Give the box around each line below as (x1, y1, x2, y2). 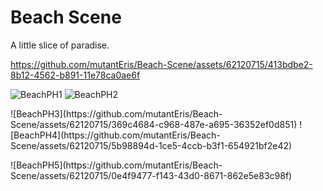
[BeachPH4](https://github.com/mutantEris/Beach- (10, 129, 221, 141)
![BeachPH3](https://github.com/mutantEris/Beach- (10, 107, 223, 120)
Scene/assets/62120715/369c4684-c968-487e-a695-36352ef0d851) (10, 118, 298, 130)
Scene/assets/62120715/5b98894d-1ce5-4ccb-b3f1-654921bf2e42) (10, 139, 293, 151)
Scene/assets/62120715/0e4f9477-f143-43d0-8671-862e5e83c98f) (10, 169, 293, 181)
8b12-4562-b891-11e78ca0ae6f (10, 69, 141, 81)
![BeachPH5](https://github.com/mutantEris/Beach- (10, 159, 223, 171)
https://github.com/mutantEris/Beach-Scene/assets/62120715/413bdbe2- (10, 58, 313, 70)
